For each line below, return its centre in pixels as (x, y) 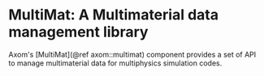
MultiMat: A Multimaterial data (114, 15)
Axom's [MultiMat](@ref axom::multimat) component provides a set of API (132, 54)
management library (78, 32)
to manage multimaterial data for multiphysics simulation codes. (115, 63)
